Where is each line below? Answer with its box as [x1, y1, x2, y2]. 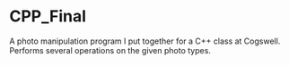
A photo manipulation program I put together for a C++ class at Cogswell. [9, 36, 281, 46]
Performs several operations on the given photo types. [9, 45, 211, 55]
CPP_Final [9, 6, 87, 27]
